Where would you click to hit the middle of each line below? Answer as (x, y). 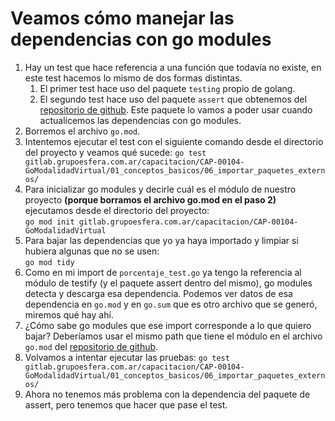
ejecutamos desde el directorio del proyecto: (117, 210)
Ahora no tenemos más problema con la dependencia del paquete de (167, 394)
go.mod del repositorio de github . (91, 346)
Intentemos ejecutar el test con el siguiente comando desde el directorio (174, 141)
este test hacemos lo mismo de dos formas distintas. (133, 78)
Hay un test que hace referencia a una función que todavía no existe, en (173, 67)
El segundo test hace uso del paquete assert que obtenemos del (173, 99)
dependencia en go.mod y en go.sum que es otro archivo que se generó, (171, 304)
